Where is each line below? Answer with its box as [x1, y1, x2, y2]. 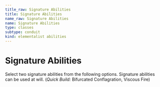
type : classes [5, 25, 34, 30]
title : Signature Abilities [5, 12, 62, 17]
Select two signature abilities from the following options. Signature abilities [5, 71, 155, 77]
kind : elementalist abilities [5, 35, 67, 39]
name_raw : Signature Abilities [5, 16, 69, 21]
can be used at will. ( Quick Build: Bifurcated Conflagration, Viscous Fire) [5, 76, 150, 82]
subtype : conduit [5, 30, 40, 35]
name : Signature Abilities [5, 20, 60, 26]
